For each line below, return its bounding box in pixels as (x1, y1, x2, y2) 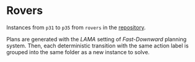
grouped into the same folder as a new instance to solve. (6, 48, 150, 55)
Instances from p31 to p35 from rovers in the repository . (6, 24, 146, 31)
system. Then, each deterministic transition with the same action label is (6, 42, 189, 49)
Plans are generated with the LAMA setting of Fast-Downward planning (6, 35, 187, 43)
